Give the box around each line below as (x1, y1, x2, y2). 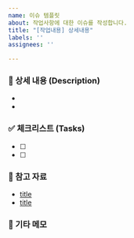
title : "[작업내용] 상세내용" (8, 26, 94, 34)
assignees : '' (8, 41, 55, 49)
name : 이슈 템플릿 (8, 11, 60, 20)
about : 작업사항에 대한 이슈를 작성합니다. (8, 19, 128, 27)
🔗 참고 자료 (8, 171, 47, 182)
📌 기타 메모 (8, 218, 47, 229)
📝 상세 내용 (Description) (8, 76, 100, 87)
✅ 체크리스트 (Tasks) (8, 123, 85, 134)
